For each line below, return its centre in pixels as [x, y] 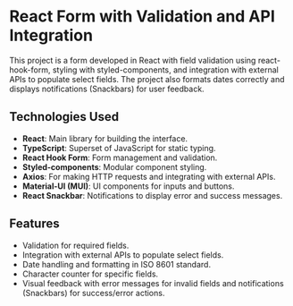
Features [34, 224]
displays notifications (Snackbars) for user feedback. [107, 89]
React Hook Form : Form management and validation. [120, 157]
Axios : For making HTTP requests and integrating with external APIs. [149, 176]
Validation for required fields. [75, 245]
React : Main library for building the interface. [105, 138]
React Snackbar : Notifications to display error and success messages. [152, 195]
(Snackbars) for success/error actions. [93, 293]
